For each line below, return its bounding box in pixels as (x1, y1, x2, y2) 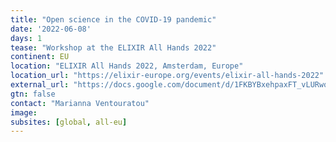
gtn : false (10, 89, 56, 99)
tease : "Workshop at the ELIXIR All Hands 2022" (10, 42, 217, 53)
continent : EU (10, 52, 70, 62)
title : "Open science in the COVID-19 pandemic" (10, 14, 217, 25)
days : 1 (10, 33, 43, 43)
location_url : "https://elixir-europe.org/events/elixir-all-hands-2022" (10, 71, 325, 81)
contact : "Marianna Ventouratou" (10, 98, 150, 108)
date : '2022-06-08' (10, 24, 92, 34)
